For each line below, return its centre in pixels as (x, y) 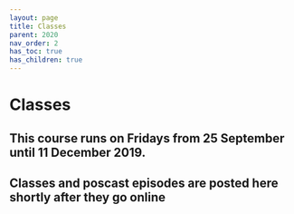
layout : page (34, 18)
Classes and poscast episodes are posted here (144, 183)
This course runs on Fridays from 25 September (147, 138)
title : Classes (38, 26)
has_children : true (46, 60)
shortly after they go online (87, 197)
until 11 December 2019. (78, 152)
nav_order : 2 (34, 43)
